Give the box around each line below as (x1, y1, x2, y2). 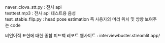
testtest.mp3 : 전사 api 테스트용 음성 (5, 10, 76, 16)
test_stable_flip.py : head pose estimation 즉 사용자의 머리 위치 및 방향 (5, 16, 144, 22)
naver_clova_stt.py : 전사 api (5, 4, 62, 10)
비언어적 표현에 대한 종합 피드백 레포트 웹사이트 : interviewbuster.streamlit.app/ (5, 33, 160, 38)
